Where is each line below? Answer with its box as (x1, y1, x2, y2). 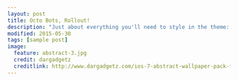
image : (7, 43, 27, 50)
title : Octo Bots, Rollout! (7, 17, 91, 24)
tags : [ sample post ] (7, 37, 69, 44)
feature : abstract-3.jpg (13, 50, 87, 57)
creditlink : (13, 63, 50, 70)
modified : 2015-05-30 (7, 30, 72, 37)
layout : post (7, 10, 46, 18)
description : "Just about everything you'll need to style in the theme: (7, 23, 230, 30)
